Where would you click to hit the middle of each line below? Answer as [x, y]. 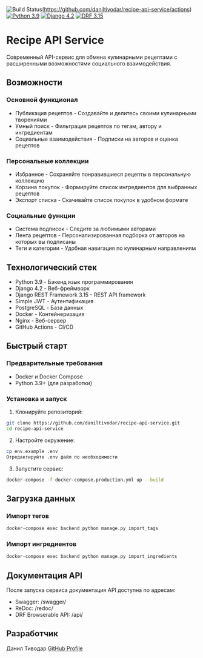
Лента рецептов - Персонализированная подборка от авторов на [100, 235]
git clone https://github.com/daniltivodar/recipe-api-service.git [93, 423]
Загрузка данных [41, 498]
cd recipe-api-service [35, 428]
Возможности [34, 83]
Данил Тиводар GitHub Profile [45, 648]
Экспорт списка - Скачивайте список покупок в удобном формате [101, 200]
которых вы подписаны [45, 242]
